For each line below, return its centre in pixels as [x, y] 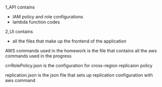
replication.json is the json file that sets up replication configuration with [79, 75]
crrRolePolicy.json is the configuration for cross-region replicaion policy [79, 65]
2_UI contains [19, 31]
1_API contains [20, 7]
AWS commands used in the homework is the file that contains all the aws [81, 51]
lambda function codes [36, 22]
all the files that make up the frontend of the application [69, 41]
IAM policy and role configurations [48, 17]
